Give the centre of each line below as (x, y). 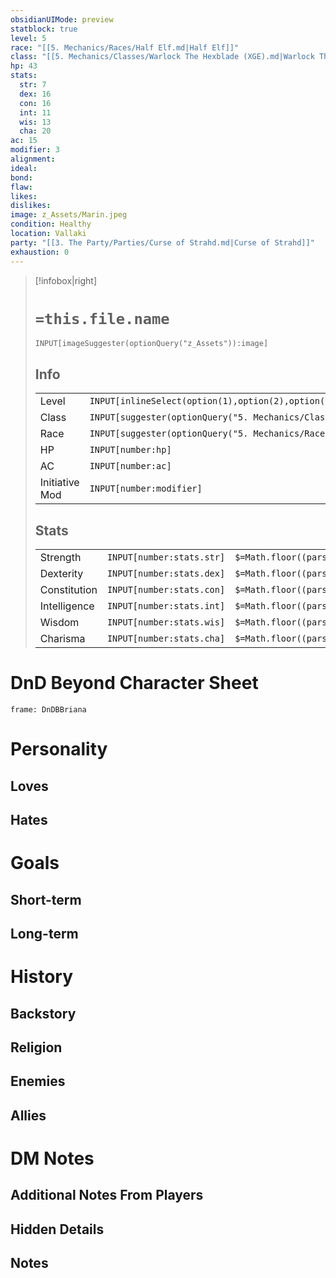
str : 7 (33, 85)
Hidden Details (57, 1229)
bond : (21, 177)
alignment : (33, 159)
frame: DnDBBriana (48, 710)
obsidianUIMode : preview (62, 19)
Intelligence (67, 606)
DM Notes (52, 1158)
